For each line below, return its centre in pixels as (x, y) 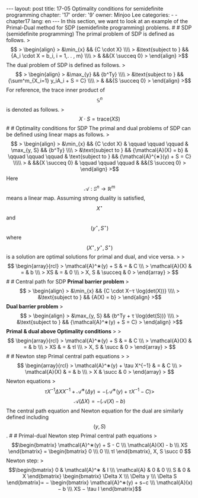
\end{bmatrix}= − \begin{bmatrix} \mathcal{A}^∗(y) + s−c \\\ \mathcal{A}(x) (100, 482)
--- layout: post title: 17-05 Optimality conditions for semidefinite (85, 9)
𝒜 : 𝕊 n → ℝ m (100, 188)
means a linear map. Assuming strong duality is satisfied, (76, 198)
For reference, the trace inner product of (56, 90)
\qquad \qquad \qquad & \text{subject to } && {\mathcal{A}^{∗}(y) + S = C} (100, 156)
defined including (28, 417)
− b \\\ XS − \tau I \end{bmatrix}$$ (100, 488)
